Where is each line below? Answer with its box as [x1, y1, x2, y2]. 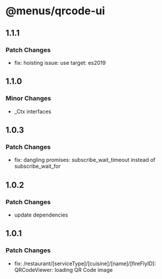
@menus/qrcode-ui [5, 4, 105, 18]
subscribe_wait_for [14, 162, 61, 170]
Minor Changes [5, 94, 51, 102]
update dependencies [14, 211, 68, 218]
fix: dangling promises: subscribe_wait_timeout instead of [14, 156, 155, 164]
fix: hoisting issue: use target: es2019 [14, 59, 106, 66]
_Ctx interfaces [14, 108, 52, 115]
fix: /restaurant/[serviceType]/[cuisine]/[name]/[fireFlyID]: [14, 260, 156, 267]
